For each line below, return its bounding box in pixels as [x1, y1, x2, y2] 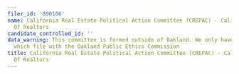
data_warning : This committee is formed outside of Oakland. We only [7, 37, 218, 44]
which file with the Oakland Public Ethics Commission [14, 43, 180, 50]
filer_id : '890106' [7, 10, 65, 18]
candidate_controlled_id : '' [7, 30, 94, 37]
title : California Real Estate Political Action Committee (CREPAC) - [7, 50, 221, 57]
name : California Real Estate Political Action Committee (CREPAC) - [7, 17, 218, 24]
